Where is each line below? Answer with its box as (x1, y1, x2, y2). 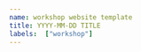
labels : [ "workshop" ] (9, 29, 93, 38)
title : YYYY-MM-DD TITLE (9, 21, 101, 30)
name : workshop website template (9, 12, 133, 22)
